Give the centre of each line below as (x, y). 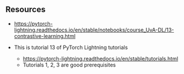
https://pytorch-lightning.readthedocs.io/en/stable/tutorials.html (101, 58)
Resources (26, 10)
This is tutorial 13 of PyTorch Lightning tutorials (71, 47)
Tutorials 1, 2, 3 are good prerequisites (69, 65)
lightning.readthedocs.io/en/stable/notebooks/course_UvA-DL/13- (94, 30)
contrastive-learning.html (45, 36)
